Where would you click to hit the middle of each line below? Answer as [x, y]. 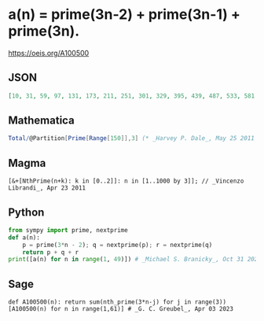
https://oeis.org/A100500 [49, 53]
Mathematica [41, 121]
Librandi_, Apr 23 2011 [47, 188]
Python [26, 212]
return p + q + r [51, 252]
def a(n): [24, 238]
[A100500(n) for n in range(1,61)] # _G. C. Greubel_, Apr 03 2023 [121, 309]
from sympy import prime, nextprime [68, 230]
